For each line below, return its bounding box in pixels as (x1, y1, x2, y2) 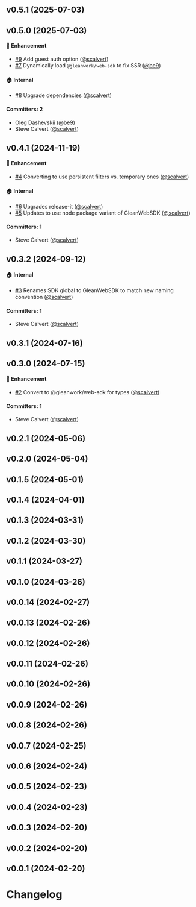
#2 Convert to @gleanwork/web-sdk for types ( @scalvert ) (14, 389, 160, 396)
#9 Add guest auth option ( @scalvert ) (14, 55, 109, 63)
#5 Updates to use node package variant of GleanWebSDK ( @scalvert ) (14, 209, 191, 216)
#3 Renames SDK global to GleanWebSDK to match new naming (14, 286, 174, 294)
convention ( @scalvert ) (14, 293, 73, 300)
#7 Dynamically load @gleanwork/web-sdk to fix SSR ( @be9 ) (14, 61, 161, 69)
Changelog (6, 888, 63, 902)
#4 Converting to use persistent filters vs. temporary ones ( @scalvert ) (14, 173, 189, 180)
